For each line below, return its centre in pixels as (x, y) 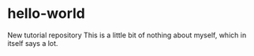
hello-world (47, 14)
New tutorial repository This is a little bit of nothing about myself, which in (127, 35)
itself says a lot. (33, 43)
